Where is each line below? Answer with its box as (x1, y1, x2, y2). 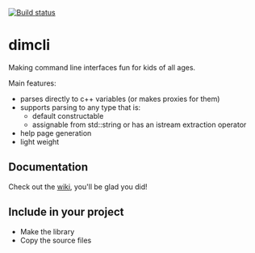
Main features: (8, 78, 56, 88)
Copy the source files (19, 235, 92, 245)
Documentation (8, 160, 89, 174)
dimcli (8, 36, 51, 54)
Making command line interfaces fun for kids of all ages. (8, 62, 196, 72)
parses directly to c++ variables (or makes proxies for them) (19, 94, 220, 103)
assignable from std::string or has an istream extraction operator (31, 120, 247, 129)
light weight (19, 137, 60, 146)
